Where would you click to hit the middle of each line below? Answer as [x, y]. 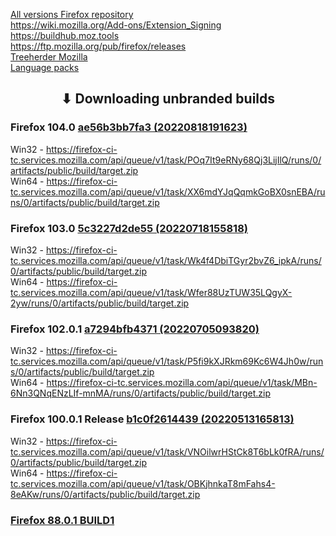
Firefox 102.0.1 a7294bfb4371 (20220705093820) [135, 329]
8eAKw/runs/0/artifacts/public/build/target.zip [105, 494]
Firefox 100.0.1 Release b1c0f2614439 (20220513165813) [152, 419]
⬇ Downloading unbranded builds [168, 99]
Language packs [45, 67]
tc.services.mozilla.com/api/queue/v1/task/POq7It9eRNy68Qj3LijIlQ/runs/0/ [166, 160]
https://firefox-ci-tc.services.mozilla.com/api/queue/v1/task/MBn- [182, 383]
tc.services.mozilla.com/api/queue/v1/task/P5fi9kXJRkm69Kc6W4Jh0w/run [167, 361]
